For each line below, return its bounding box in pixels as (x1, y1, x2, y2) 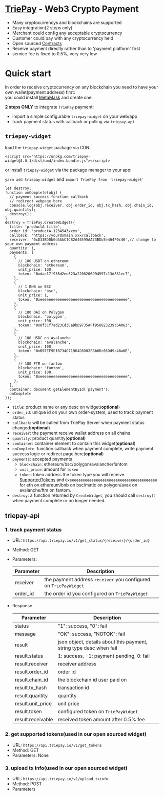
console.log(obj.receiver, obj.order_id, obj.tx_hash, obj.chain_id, (9, 203, 154, 208)
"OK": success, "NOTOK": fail (58, 631, 125, 638)
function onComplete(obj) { (5, 190, 62, 195)
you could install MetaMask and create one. (5, 94, 93, 100)
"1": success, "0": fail (58, 622, 107, 629)
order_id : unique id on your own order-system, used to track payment (12, 409, 153, 415)
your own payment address (5, 241, 58, 246)
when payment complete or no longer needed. (12, 497, 106, 503)
